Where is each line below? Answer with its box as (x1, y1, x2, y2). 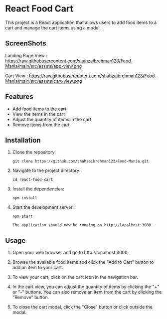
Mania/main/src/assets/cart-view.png (5, 78, 82, 84)
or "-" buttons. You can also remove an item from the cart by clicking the (12, 289, 162, 295)
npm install (12, 195, 37, 201)
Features (5, 93, 33, 101)
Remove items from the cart (12, 122, 70, 128)
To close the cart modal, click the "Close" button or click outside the (12, 304, 153, 310)
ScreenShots (5, 39, 46, 48)
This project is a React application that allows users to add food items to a (5, 19, 157, 25)
